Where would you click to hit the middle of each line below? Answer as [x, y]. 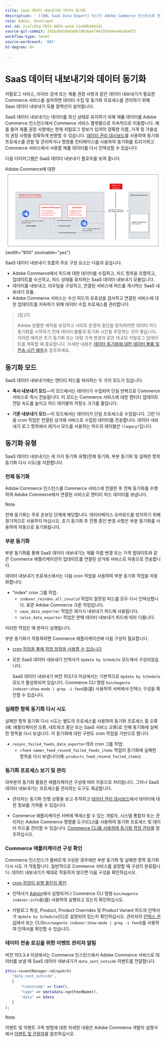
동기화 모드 [21, 367]
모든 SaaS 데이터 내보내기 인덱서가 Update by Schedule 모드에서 [75, 660]
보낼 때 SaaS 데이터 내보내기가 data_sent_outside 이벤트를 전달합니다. [87, 961]
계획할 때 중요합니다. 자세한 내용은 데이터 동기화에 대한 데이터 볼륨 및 [93, 344]
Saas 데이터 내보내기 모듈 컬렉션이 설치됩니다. [50, 106]
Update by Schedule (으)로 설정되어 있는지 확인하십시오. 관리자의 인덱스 [86, 916]
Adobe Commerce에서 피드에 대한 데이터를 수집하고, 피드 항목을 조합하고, [84, 274]
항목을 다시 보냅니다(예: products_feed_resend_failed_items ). [81, 756]
